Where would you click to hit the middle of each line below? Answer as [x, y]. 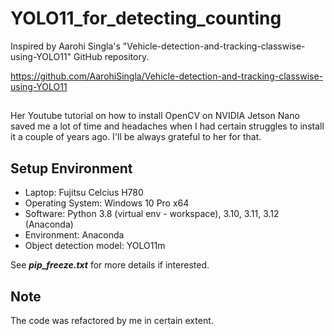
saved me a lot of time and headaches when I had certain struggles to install [167, 126]
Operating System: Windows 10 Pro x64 [107, 203]
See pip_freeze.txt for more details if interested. [110, 265]
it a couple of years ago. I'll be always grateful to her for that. [136, 137]
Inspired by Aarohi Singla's [65, 46]
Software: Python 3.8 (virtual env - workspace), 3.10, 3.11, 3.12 [152, 214]
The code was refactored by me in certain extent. [112, 320]
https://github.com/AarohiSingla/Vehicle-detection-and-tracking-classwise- [167, 76]
